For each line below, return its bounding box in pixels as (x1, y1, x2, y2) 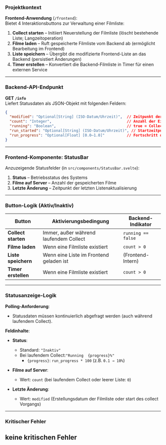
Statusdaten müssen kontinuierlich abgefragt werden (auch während (12, 313, 153, 319)
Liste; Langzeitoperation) (12, 35, 63, 41)
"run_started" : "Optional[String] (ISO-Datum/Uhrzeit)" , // (9, 128, 136, 133)
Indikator (130, 221, 152, 228)
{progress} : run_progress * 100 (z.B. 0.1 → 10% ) (27, 357, 125, 363)
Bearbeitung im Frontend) (12, 46, 65, 52)
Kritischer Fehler (5, 418, 46, 425)
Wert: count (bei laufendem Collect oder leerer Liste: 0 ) (19, 376, 131, 382)
